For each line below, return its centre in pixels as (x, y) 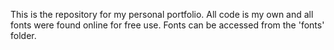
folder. (23, 35)
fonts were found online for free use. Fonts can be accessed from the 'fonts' (167, 25)
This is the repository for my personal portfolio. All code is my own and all (162, 14)
